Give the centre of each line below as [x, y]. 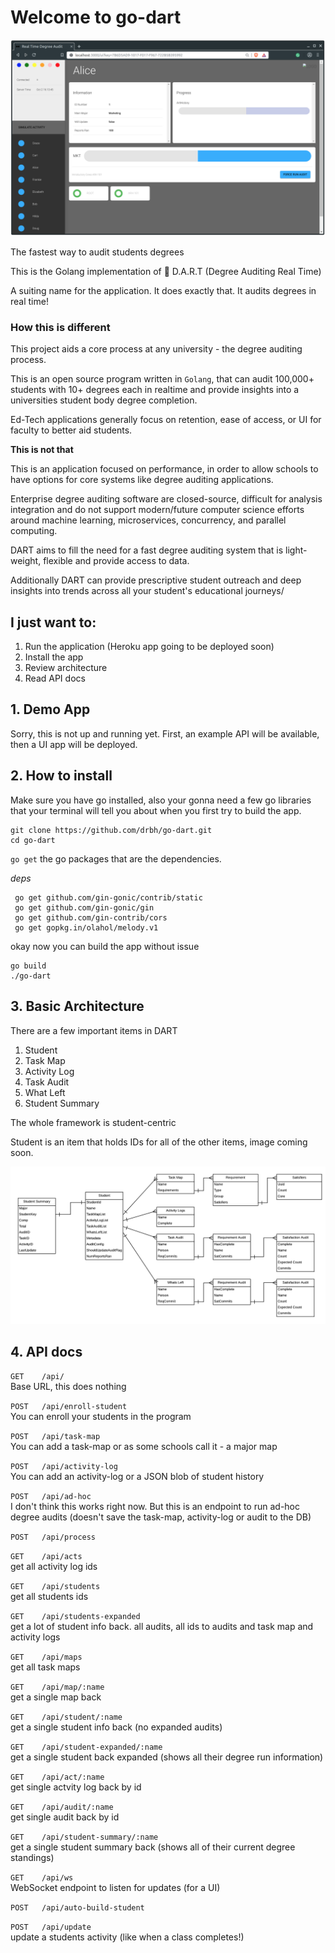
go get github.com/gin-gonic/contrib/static [108, 897]
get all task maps [45, 1667]
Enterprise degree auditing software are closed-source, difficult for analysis [166, 499]
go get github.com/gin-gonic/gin [84, 907]
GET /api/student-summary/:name [84, 1837]
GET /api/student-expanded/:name [86, 1747]
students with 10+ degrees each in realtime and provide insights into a [155, 390]
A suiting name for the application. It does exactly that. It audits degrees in [163, 290]
